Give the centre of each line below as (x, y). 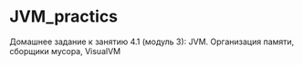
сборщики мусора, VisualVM (65, 51)
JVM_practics (64, 17)
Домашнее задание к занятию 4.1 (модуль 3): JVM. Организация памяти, (152, 42)
